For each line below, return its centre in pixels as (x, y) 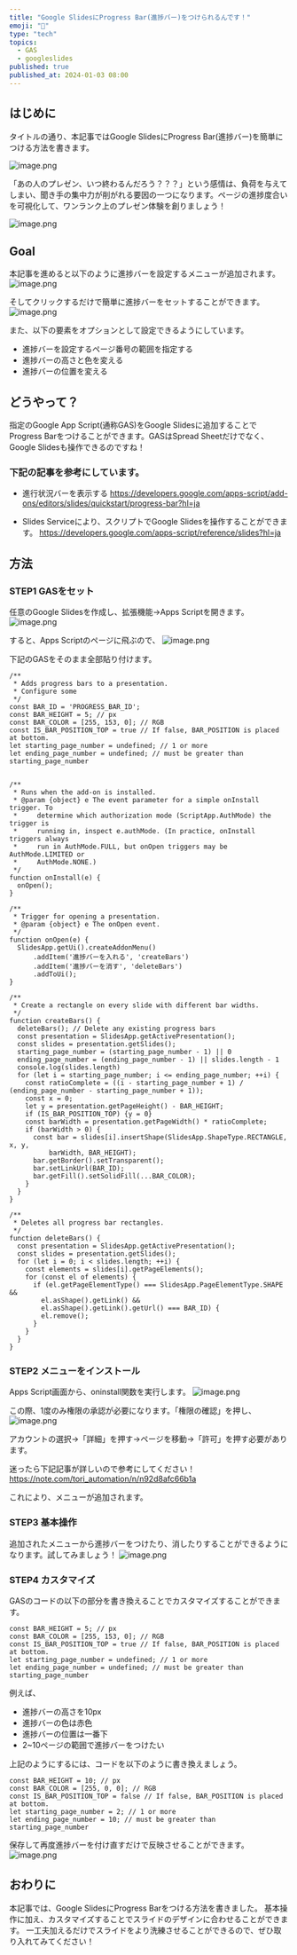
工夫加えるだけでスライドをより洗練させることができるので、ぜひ (154, 1930)
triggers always (39, 840)
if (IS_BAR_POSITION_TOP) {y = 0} (89, 1115)
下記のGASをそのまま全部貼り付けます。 (83, 659)
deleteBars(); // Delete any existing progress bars (117, 1029)
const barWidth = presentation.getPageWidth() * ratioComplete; (146, 1122)
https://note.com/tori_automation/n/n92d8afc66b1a (103, 1479)
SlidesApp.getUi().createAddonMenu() (87, 948)
